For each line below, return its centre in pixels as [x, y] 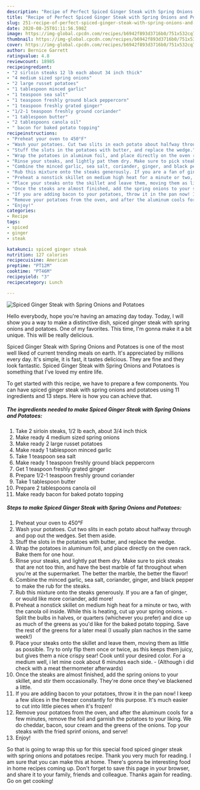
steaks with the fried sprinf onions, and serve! [72, 731]
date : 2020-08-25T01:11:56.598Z [47, 28]
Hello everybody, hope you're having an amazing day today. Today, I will [95, 316]
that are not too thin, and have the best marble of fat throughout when [101, 567]
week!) [24, 637]
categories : [21, 211]
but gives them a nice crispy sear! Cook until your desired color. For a [100, 656]
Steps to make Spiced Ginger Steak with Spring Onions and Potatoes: [94, 508]
